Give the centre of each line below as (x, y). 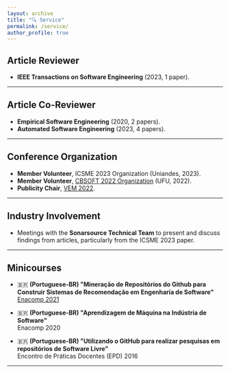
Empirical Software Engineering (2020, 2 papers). (89, 122)
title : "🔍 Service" (36, 20)
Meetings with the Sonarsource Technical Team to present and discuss (118, 233)
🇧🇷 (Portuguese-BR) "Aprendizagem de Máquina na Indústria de (112, 313)
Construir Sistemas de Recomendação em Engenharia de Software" (115, 292)
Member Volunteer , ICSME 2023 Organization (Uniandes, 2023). (109, 173)
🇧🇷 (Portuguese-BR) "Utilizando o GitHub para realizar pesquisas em (118, 341)
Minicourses (34, 268)
